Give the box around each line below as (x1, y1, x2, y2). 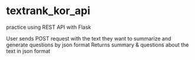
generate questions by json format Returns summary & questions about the (6, 41, 189, 48)
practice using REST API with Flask (6, 24, 92, 31)
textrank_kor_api (6, 4, 90, 18)
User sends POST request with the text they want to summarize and (6, 35, 171, 42)
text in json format (6, 47, 51, 54)
